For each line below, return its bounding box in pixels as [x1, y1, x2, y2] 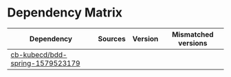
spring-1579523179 [10, 58, 80, 68]
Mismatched [171, 30, 214, 39]
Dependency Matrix [7, 5, 122, 21]
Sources [98, 34, 126, 43]
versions [178, 38, 208, 47]
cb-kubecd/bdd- [10, 49, 67, 59]
